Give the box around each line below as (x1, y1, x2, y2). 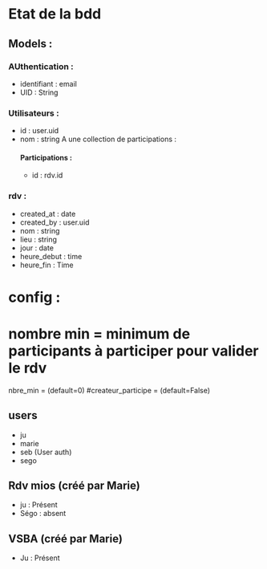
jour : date (19, 242, 55, 253)
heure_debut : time (19, 251, 83, 261)
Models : (8, 37, 53, 51)
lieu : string (19, 234, 58, 244)
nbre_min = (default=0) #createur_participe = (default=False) (8, 385, 211, 395)
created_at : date (19, 209, 76, 218)
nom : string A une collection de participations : (19, 134, 177, 144)
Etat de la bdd (8, 5, 102, 23)
